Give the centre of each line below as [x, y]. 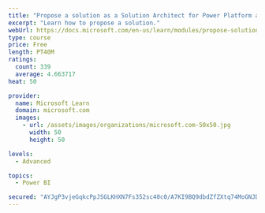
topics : [21, 176]
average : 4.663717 [46, 74]
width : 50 [45, 133]
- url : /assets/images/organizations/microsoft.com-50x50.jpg [127, 125]
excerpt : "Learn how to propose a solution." [84, 23]
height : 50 [47, 140]
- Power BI [33, 183]
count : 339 [33, 67]
